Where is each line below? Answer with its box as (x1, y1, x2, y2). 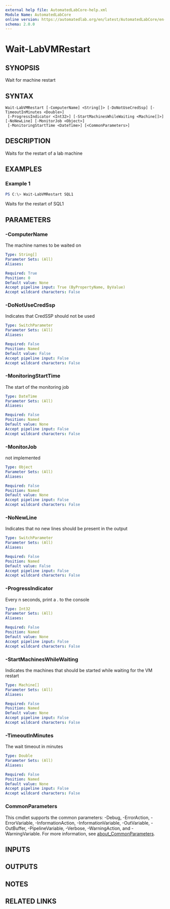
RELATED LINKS (5, 897, 57, 906)
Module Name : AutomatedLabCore (5, 12, 71, 17)
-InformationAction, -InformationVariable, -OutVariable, (35, 820, 150, 826)
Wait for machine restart (5, 77, 56, 83)
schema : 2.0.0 (5, 21, 35, 27)
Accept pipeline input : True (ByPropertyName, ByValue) (5, 285, 125, 290)
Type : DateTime (5, 394, 37, 399)
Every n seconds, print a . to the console (5, 596, 90, 602)
